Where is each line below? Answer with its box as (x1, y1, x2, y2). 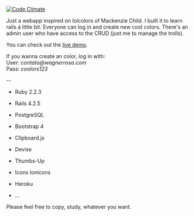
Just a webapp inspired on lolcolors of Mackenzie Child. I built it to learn (6, 17, 183, 24)
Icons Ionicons (14, 169, 51, 176)
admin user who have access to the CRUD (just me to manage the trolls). (6, 30, 184, 37)
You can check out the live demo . (6, 42, 88, 48)
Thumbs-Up (14, 157, 45, 164)
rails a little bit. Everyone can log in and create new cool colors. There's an (6, 24, 189, 30)
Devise (14, 146, 32, 153)
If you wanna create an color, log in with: (6, 53, 106, 59)
